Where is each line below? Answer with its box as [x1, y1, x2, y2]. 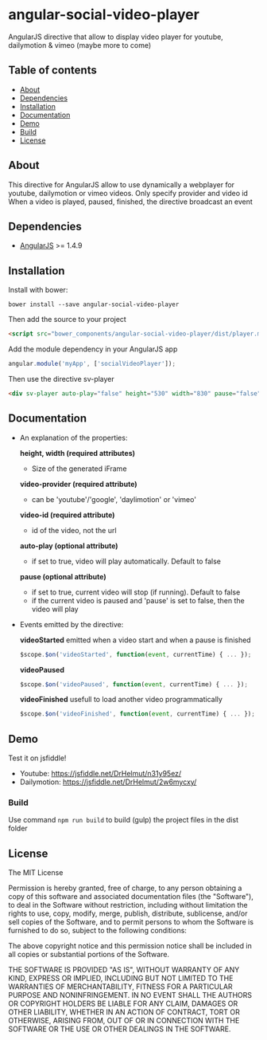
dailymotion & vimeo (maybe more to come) [8, 40, 152, 49]
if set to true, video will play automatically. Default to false [31, 556, 221, 566]
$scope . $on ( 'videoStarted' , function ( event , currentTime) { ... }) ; [19, 650, 252, 658]
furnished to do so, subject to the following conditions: [8, 926, 187, 936]
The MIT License [8, 868, 64, 877]
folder [8, 823, 28, 834]
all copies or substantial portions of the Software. [8, 950, 169, 960]
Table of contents [8, 64, 97, 77]
